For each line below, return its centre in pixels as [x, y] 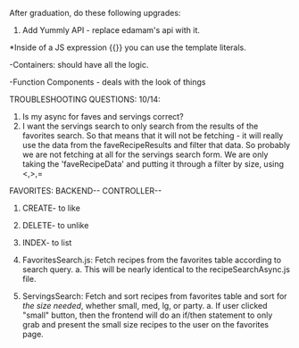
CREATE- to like [51, 208]
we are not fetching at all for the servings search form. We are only [145, 154]
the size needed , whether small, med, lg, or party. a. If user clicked [145, 306]
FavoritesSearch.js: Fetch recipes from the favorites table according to [152, 260]
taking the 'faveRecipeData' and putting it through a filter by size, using [153, 164]
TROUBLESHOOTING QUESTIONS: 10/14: [85, 99]
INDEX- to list [47, 243]
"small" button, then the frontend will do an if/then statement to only [147, 315]
